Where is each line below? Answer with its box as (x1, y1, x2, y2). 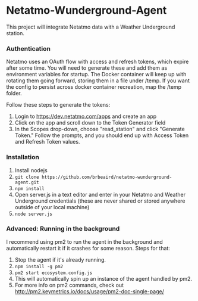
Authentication (6, 44, 51, 52)
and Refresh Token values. (14, 138, 80, 145)
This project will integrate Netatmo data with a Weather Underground (6, 23, 175, 30)
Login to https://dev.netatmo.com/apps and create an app (14, 113, 157, 120)
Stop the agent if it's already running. (14, 256, 106, 263)
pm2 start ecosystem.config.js (14, 269, 93, 276)
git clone (14, 174, 40, 180)
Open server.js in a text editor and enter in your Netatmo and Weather (14, 191, 186, 198)
